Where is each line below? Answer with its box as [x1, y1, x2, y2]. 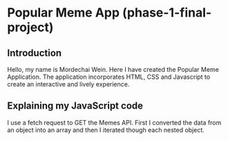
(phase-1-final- [122, 5, 212, 21]
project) [7, 19, 54, 35]
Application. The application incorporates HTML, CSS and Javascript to [7, 73, 211, 81]
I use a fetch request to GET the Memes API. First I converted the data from [7, 118, 222, 126]
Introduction [7, 47, 62, 59]
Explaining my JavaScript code [7, 100, 144, 112]
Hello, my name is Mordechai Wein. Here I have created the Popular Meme [7, 66, 220, 73]
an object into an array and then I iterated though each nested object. [7, 126, 205, 134]
